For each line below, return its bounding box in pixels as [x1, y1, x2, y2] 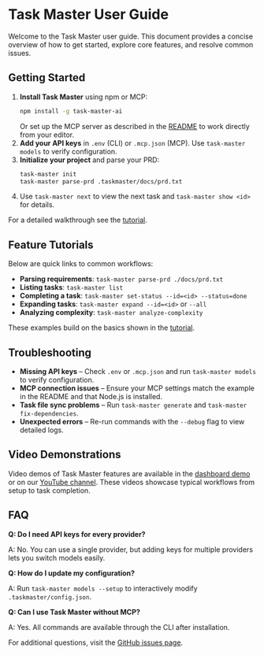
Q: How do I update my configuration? [8, 568, 136, 578]
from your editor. [19, 130, 75, 139]
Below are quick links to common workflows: [8, 259, 154, 268]
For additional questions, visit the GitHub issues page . [8, 638, 184, 647]
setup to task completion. [8, 486, 91, 495]
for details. [19, 200, 55, 209]
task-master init [19, 170, 77, 178]
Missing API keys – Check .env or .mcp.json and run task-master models [19, 367, 256, 376]
